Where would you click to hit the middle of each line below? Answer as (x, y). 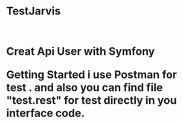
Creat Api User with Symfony (81, 52)
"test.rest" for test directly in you (91, 100)
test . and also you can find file (85, 88)
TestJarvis (34, 11)
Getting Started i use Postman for (91, 75)
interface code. (46, 113)
